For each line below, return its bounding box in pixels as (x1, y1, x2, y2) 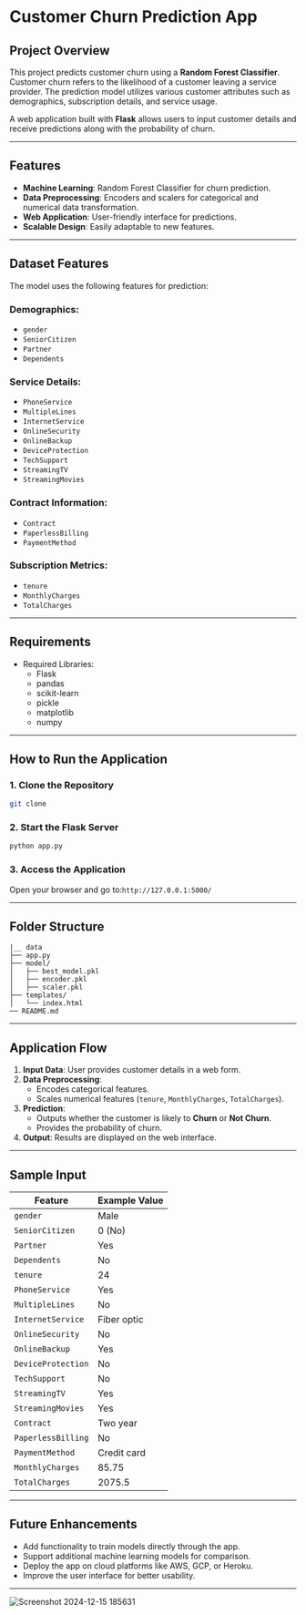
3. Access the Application (9, 863, 126, 876)
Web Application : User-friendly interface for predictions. (22, 211, 237, 222)
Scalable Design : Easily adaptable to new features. (22, 221, 215, 231)
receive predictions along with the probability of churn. (9, 123, 216, 134)
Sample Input (9, 1167, 87, 1182)
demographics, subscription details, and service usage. (9, 96, 219, 107)
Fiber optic (97, 1313, 144, 1326)
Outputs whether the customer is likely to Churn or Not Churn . (36, 1113, 271, 1124)
